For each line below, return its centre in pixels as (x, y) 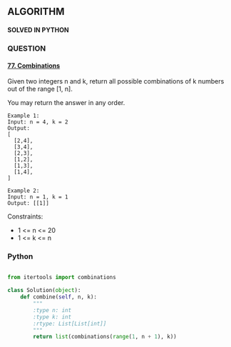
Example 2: (24, 191)
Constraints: (25, 216)
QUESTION (27, 48)
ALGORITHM (36, 12)
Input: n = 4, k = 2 (38, 122)
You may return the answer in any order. (66, 103)
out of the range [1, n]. (40, 89)
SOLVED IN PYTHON (38, 30)
